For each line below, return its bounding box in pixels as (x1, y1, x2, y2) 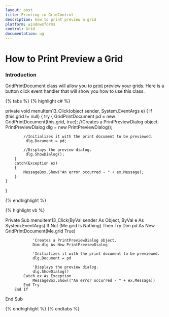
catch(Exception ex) (14, 161, 58, 166)
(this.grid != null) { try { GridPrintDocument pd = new (5, 113, 116, 120)
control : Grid (5, 27, 36, 32)
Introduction (5, 71, 37, 78)
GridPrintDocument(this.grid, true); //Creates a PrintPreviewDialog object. (5, 119, 159, 125)
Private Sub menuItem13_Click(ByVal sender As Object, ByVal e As (5, 217, 144, 223)
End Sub (5, 296, 23, 302)
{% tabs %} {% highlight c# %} (5, 98, 71, 104)
